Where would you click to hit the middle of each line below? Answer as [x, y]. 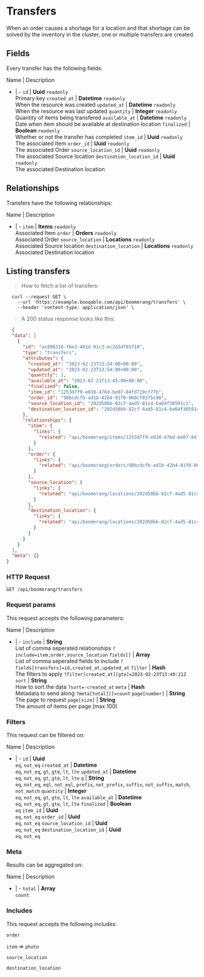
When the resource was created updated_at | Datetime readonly [95, 104]
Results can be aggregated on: [45, 865]
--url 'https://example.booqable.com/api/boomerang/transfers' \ [102, 302]
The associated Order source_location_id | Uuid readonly [87, 149]
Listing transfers [38, 271]
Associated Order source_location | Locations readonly [85, 239]
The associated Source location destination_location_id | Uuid [95, 156]
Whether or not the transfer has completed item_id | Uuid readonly [99, 137]
